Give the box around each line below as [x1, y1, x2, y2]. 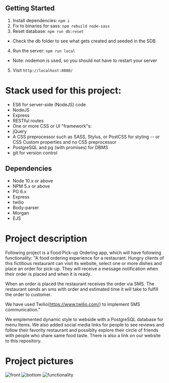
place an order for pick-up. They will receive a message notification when [5, 266, 158, 272]
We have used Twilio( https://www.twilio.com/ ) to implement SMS [5, 301, 140, 307]
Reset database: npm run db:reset [12, 28, 84, 34]
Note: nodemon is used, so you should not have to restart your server [12, 57, 157, 63]
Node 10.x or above [12, 177, 53, 183]
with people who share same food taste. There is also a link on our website [5, 332, 161, 338]
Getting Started [5, 4, 55, 13]
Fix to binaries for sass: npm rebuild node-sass [12, 23, 110, 29]
